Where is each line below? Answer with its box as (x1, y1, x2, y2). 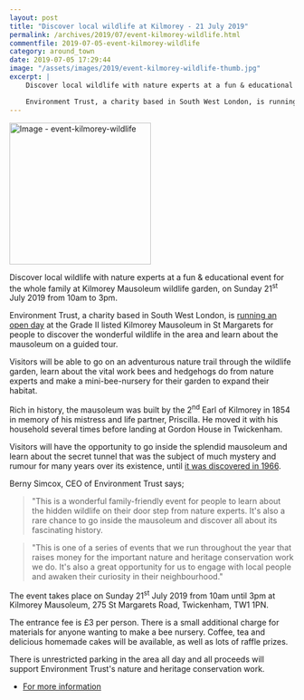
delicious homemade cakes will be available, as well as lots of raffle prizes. (9, 637, 289, 647)
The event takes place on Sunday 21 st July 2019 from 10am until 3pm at (9, 588, 276, 601)
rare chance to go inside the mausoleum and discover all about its (31, 514, 278, 526)
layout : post (9, 13, 59, 23)
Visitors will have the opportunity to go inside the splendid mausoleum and (9, 441, 288, 452)
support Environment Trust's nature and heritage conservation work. (9, 664, 265, 675)
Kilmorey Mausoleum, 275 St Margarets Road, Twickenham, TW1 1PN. (9, 599, 270, 610)
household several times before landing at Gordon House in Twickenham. (9, 423, 283, 434)
